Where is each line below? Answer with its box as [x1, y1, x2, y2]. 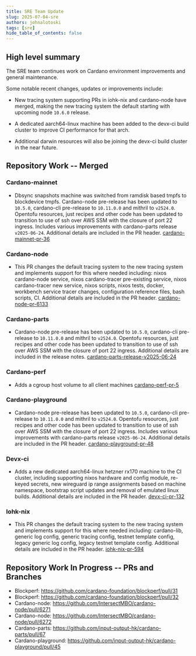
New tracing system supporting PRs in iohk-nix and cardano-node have [14, 96, 187, 103]
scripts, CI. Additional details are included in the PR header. [14, 294, 157, 301]
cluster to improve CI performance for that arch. [14, 126, 130, 133]
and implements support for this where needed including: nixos [14, 269, 167, 276]
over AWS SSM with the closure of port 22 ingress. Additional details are [14, 347, 189, 354]
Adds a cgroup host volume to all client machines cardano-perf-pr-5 [14, 381, 179, 388]
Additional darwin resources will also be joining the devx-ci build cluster [14, 138, 188, 145]
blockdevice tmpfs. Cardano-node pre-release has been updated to [14, 198, 178, 205]
